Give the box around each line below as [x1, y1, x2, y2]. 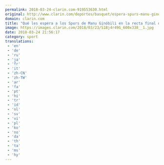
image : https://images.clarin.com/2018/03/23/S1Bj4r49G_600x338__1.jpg [5, 25, 154, 30]
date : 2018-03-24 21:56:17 [5, 30, 60, 35]
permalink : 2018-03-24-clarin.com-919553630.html [5, 7, 108, 12]
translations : [5, 39, 34, 44]
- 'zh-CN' [7, 71, 27, 76]
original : [5, 12, 25, 17]
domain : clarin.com [5, 16, 45, 21]
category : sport [5, 35, 38, 40]
